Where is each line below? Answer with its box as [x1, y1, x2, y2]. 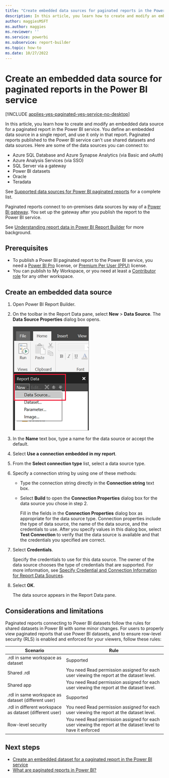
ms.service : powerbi [5, 35, 49, 40]
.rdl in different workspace [7, 704, 62, 710]
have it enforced [66, 727, 100, 733]
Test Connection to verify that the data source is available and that [20, 532, 159, 538]
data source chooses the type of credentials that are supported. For [12, 562, 153, 568]
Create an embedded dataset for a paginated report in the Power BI [12, 756, 152, 762]
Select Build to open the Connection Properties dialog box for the [20, 495, 157, 501]
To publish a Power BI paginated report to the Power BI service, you [12, 257, 153, 263]
